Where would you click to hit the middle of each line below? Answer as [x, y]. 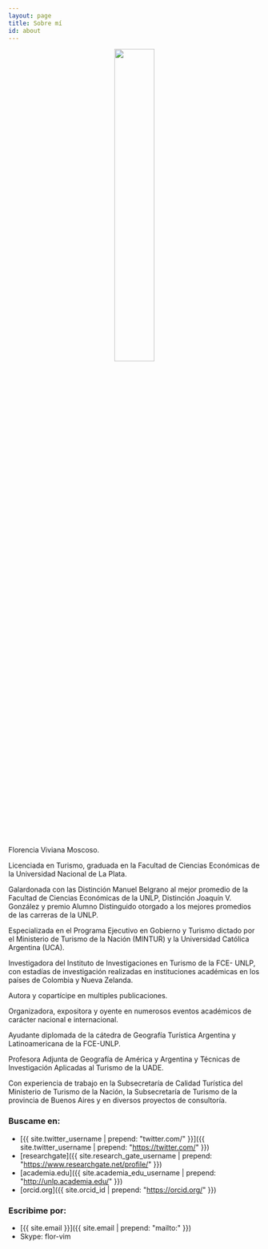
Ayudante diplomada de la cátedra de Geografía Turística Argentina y [122, 1035]
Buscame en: [34, 1121]
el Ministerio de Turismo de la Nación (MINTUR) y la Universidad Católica [129, 939]
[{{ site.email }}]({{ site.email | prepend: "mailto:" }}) [106, 1227]
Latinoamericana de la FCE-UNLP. [65, 1044]
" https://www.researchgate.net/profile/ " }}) [91, 1164]
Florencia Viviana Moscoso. [54, 850]
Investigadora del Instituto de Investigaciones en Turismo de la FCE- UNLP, [132, 963]
